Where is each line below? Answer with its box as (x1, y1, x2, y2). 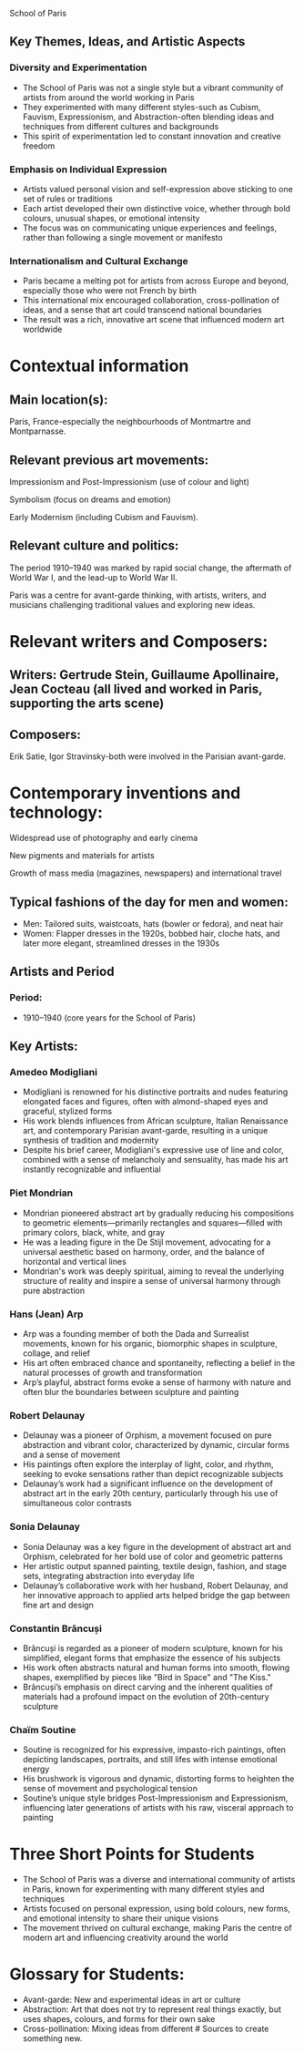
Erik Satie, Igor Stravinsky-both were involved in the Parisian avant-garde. (9, 751, 287, 762)
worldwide (22, 323, 63, 335)
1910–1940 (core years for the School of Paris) (22, 1011, 197, 1023)
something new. (22, 2033, 83, 2044)
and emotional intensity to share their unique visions (22, 1913, 219, 1924)
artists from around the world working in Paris (22, 91, 195, 103)
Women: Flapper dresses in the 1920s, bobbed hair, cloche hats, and (22, 929, 280, 939)
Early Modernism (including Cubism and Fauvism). (9, 512, 198, 523)
